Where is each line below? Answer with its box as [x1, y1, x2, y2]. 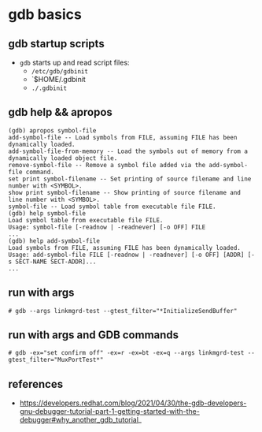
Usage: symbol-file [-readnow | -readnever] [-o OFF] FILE [8, 223, 206, 231]
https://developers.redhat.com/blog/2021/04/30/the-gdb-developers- [19, 398, 247, 408]
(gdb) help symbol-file [8, 209, 87, 218]
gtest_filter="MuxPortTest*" [8, 356, 104, 364]
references [8, 377, 64, 391]
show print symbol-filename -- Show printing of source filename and [8, 188, 242, 196]
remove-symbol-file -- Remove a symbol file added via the [8, 161, 206, 169]
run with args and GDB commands [8, 329, 179, 342]
